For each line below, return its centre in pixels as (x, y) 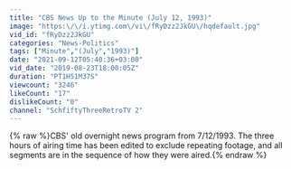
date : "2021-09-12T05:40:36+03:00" (76, 60)
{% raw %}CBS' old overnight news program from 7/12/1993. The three (142, 136)
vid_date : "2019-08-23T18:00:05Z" (75, 69)
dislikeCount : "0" (44, 102)
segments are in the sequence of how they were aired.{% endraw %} (138, 155)
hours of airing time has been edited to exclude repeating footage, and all (146, 146)
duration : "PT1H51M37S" (54, 77)
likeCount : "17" (40, 93)
